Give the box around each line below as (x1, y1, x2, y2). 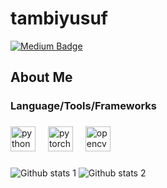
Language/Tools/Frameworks (10, 99, 157, 113)
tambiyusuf (10, 7, 108, 30)
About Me (10, 69, 73, 86)
